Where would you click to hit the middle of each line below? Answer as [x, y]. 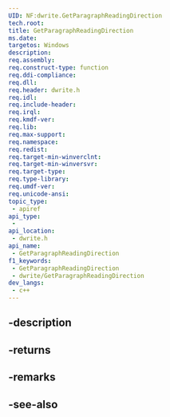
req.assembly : [32, 61]
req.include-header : [43, 105]
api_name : [25, 246]
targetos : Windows [39, 46]
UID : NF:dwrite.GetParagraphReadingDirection [85, 16]
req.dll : [23, 82]
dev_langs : [26, 283]
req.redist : [28, 149]
